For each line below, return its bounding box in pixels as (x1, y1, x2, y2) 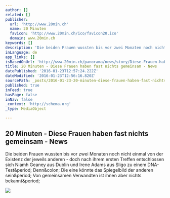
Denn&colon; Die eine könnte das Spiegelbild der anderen (32, 167, 153, 173)
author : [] (5, 7, 28, 13)
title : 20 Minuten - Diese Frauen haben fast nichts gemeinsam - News (5, 64, 157, 69)
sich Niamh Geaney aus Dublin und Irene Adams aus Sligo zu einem (5, 162, 147, 168)
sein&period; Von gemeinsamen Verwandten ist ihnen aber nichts (5, 172, 142, 178)
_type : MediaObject (5, 106, 47, 111)
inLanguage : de (5, 50, 37, 55)
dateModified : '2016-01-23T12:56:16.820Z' (5, 73, 96, 78)
